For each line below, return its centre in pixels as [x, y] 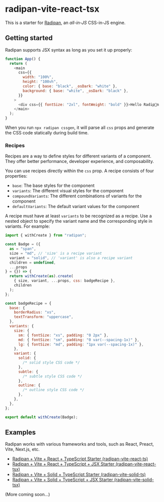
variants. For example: [27, 226]
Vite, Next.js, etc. [22, 449]
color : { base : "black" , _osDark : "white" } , [70, 86]
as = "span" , [23, 249]
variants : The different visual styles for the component [68, 191]
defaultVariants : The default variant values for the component [76, 207]
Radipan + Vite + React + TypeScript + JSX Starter [63, 464]
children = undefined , [33, 263]
